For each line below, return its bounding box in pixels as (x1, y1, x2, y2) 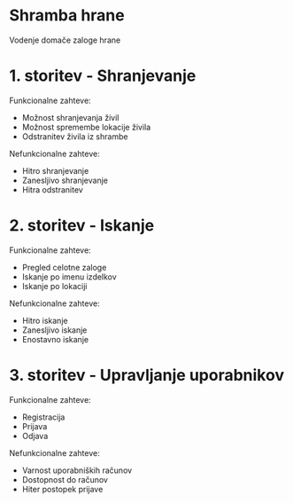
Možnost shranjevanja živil (21, 112, 120, 122)
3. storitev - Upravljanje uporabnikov (9, 365, 285, 385)
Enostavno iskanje (21, 334, 89, 344)
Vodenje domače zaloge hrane (9, 35, 121, 45)
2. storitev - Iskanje (9, 216, 155, 236)
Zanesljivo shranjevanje (21, 175, 109, 185)
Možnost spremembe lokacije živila (21, 122, 151, 132)
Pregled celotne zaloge (21, 262, 107, 272)
